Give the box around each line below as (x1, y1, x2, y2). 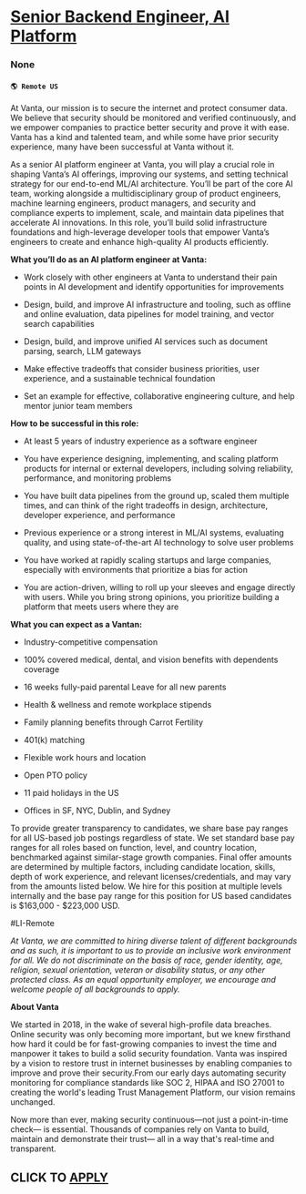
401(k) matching (23, 735, 86, 746)
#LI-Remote (10, 918, 56, 929)
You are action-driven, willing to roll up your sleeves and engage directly (23, 582, 296, 593)
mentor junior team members (23, 401, 133, 412)
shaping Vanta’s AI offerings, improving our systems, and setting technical (10, 168, 289, 179)
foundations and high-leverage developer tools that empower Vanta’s (10, 227, 270, 238)
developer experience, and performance (23, 510, 176, 521)
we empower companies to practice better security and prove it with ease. (10, 122, 290, 133)
